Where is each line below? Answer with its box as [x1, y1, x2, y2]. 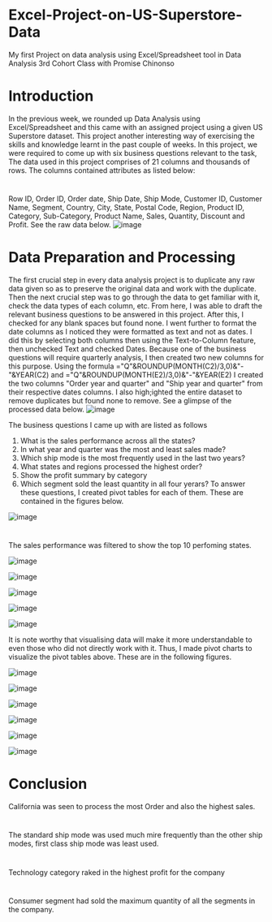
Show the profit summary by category [19, 471, 148, 480]
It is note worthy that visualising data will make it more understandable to [8, 635, 253, 644]
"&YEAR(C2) [8, 370, 50, 379]
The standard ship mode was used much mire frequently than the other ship [8, 830, 263, 840]
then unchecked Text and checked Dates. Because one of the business [8, 344, 247, 354]
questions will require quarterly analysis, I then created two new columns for [8, 353, 265, 362]
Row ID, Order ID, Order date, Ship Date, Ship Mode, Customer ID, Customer [8, 194, 262, 204]
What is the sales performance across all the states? [19, 436, 196, 446]
